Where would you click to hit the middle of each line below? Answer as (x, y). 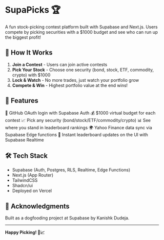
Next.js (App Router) (33, 175)
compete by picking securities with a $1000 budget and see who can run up (82, 32)
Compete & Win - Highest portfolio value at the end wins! (70, 85)
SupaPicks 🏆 (33, 10)
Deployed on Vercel (32, 191)
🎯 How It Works (29, 53)
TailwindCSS (25, 180)
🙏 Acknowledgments (37, 206)
